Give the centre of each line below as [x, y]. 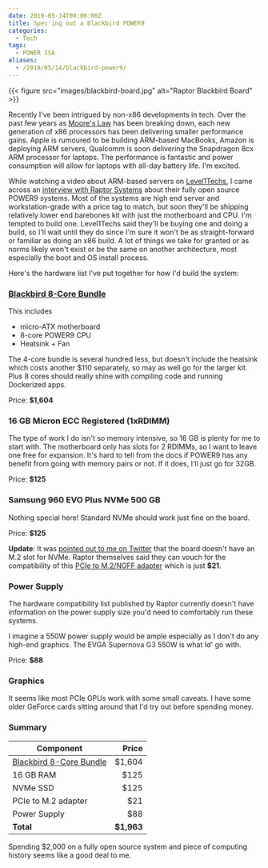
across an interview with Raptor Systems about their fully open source [124, 190]
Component [60, 748]
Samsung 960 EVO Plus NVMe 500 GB [85, 500]
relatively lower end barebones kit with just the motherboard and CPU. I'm [130, 215]
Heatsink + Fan [45, 344]
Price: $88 [26, 660]
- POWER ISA [36, 53]
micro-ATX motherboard [60, 327]
